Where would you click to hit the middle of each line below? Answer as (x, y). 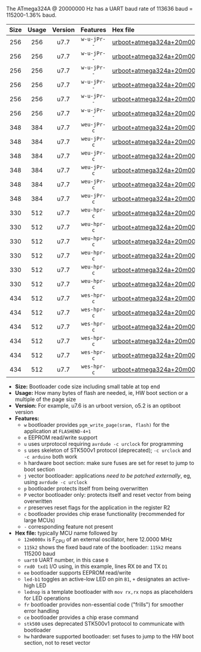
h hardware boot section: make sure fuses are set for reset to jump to (109, 463)
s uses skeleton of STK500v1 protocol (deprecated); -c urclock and (107, 450)
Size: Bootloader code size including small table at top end (87, 387)
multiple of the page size (45, 399)
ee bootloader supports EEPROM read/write (77, 572)
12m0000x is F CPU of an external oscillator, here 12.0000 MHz (98, 540)
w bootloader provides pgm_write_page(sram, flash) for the (97, 425)
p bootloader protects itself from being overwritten (86, 488)
